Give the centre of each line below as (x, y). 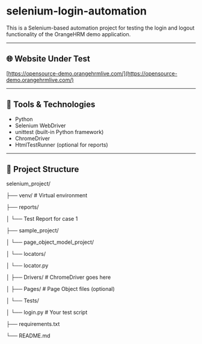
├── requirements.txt (33, 324)
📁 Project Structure (43, 169)
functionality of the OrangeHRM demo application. (69, 34)
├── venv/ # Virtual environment (47, 196)
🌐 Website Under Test (48, 59)
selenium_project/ (29, 184)
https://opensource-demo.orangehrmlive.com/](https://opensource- (93, 73)
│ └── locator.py (27, 266)
